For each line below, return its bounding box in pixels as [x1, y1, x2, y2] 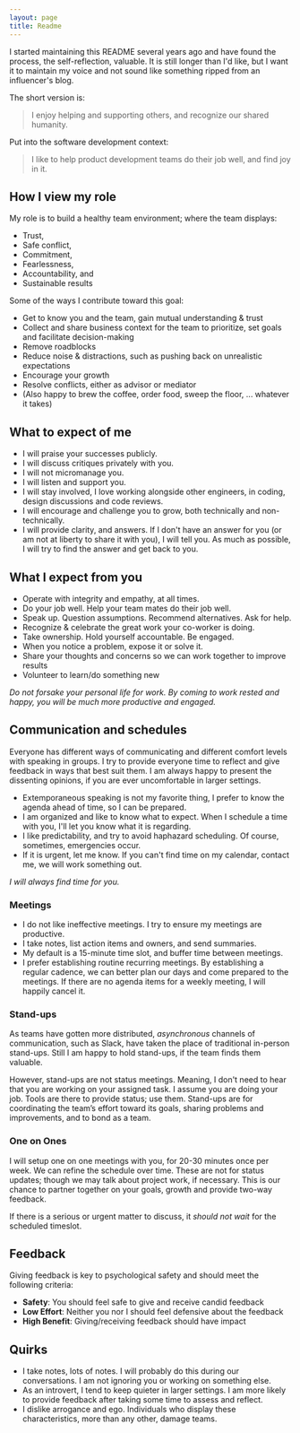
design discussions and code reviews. [21, 496, 164, 507]
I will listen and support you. [21, 477, 127, 488]
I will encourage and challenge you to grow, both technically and [21, 506, 261, 517]
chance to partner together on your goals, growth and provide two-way [9, 1184, 273, 1194]
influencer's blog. [9, 74, 74, 85]
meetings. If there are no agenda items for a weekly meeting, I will [21, 977, 266, 987]
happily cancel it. [21, 986, 86, 996]
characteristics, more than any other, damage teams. [21, 1413, 218, 1424]
